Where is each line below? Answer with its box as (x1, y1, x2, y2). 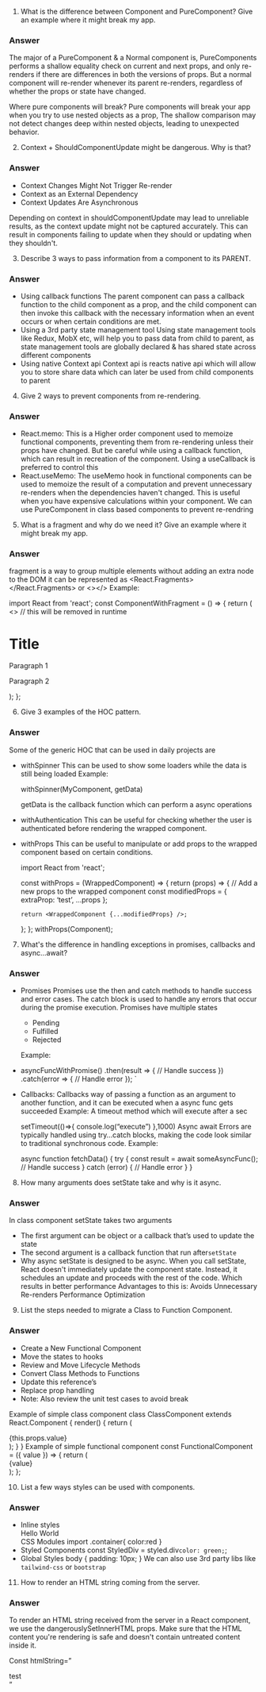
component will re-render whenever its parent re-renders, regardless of (9, 79, 243, 88)
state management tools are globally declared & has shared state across (20, 341, 256, 352)
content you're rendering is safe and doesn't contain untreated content (9, 1632, 241, 1642)
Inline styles (20, 1520, 60, 1529)
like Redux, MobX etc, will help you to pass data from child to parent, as (20, 333, 254, 343)
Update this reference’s (20, 1377, 97, 1386)
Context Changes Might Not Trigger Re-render (20, 180, 173, 190)
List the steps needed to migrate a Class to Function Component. (20, 1306, 233, 1315)
